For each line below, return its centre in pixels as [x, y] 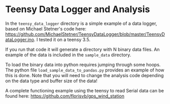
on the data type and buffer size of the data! [51, 81]
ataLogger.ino [20, 40]
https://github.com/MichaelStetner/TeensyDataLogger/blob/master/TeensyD [85, 34]
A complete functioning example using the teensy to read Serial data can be [84, 90]
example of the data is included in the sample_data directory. [68, 55]
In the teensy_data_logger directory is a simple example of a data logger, [81, 23]
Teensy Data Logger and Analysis [78, 9]
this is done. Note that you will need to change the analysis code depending [84, 75]
